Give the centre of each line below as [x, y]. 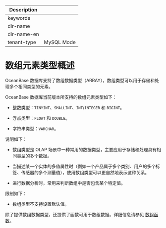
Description [23, 10]
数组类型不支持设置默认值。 [41, 204]
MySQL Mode [60, 42]
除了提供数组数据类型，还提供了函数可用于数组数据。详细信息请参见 [75, 214]
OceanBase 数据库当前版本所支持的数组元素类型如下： [61, 97]
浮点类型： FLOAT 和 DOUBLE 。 [41, 118]
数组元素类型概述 [40, 66]
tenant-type [22, 42]
